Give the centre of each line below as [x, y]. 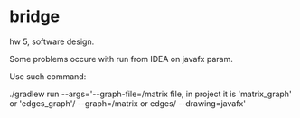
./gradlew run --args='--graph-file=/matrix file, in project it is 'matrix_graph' [150, 94]
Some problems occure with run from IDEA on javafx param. [121, 59]
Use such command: [48, 76]
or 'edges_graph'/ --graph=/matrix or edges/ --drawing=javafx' [128, 103]
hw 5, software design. [52, 41]
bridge [35, 17]
